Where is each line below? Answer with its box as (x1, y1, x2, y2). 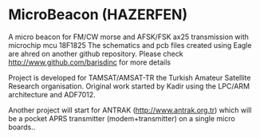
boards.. (8, 122, 36, 132)
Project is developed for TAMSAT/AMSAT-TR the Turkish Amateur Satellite (8, 73, 251, 82)
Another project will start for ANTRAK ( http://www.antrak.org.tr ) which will (8, 105, 252, 115)
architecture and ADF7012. (8, 89, 96, 99)
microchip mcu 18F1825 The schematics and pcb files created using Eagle (8, 40, 252, 49)
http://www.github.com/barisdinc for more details (8, 57, 171, 67)
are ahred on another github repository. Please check (8, 49, 183, 58)
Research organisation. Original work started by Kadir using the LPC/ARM (8, 81, 250, 91)
